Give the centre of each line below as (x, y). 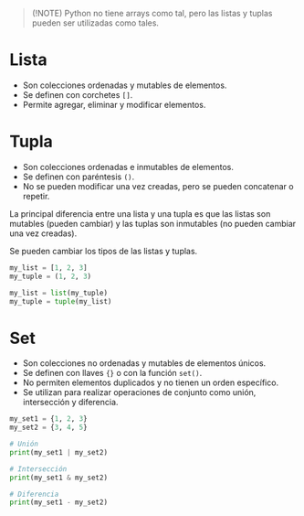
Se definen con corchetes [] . (78, 94)
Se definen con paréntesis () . (79, 177)
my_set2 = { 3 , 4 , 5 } (49, 428)
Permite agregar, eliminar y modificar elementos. (114, 104)
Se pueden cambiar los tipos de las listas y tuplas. (104, 251)
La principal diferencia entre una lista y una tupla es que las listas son (140, 213)
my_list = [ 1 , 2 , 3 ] (49, 268)
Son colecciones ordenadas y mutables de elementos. (125, 85)
